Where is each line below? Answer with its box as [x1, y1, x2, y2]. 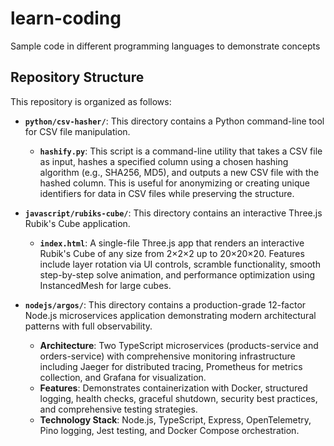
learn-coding [10, 7, 122, 30]
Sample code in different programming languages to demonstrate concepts [10, 40, 321, 52]
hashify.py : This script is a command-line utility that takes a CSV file [39, 145, 323, 157]
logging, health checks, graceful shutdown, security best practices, [39, 392, 318, 404]
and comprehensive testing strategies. [39, 403, 198, 415]
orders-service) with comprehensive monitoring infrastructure [39, 350, 296, 362]
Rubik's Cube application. [24, 217, 131, 229]
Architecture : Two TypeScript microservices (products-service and [39, 339, 319, 351]
